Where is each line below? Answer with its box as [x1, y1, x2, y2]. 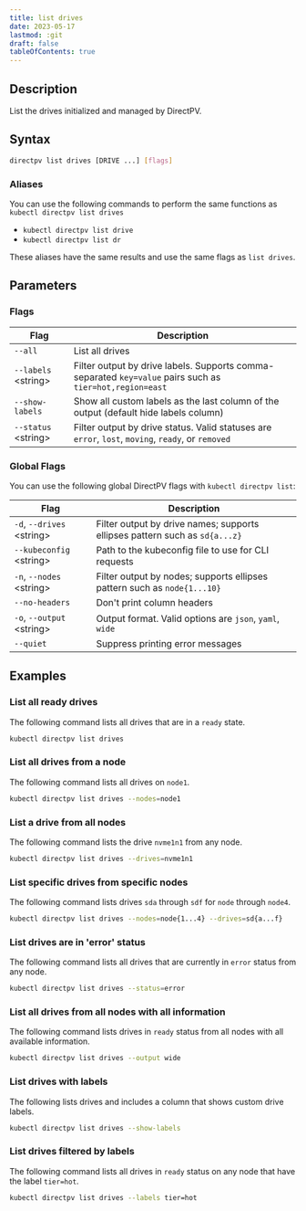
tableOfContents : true [9, 47, 96, 57]
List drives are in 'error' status [9, 935, 146, 948]
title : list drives [9, 13, 84, 23]
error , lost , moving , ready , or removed [73, 432, 230, 445]
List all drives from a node [9, 755, 126, 768]
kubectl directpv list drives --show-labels [9, 1123, 181, 1132]
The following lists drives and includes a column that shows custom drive [9, 1096, 284, 1107]
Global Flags [9, 459, 66, 472]
